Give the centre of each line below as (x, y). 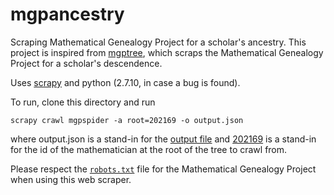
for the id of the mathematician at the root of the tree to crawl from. (149, 149)
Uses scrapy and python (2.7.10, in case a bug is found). (125, 82)
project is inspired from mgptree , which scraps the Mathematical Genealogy (167, 52)
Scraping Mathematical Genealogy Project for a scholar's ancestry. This (158, 42)
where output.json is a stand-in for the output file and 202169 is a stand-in (163, 139)
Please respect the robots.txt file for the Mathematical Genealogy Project (163, 169)
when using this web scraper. (71, 179)
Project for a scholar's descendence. (86, 63)
